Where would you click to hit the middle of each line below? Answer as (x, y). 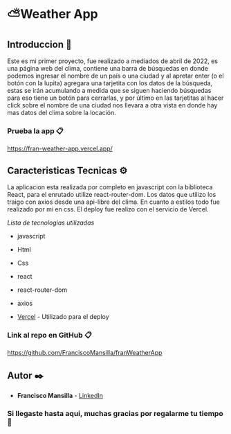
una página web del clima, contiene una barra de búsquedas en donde (108, 68)
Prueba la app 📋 (36, 131)
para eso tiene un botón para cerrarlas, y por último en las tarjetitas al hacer (115, 98)
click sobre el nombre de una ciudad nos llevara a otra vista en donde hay (112, 105)
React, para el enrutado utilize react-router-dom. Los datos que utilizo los (112, 195)
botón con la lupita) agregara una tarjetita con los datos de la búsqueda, (110, 83)
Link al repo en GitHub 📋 (49, 336)
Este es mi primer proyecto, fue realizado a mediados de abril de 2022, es (112, 61)
